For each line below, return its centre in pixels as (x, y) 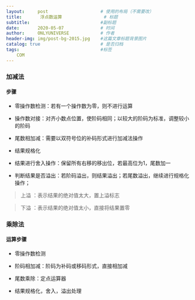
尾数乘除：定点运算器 (40, 278)
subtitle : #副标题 (61, 22)
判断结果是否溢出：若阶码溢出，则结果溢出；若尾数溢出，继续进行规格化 (102, 175)
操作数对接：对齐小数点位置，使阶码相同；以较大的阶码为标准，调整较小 (102, 118)
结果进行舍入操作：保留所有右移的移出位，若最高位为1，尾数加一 (93, 163)
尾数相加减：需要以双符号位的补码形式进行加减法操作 (79, 138)
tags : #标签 (59, 50)
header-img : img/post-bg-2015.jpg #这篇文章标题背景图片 (76, 39)
